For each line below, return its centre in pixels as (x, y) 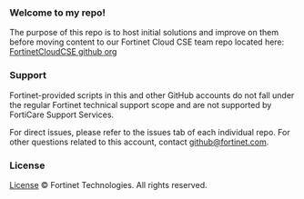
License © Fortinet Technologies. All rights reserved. (108, 184)
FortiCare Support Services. (62, 114)
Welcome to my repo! (58, 13)
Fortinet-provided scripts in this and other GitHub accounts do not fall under (152, 95)
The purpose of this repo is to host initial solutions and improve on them (144, 33)
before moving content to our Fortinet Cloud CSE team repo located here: (147, 42)
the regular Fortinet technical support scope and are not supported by (141, 104)
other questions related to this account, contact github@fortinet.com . (139, 142)
